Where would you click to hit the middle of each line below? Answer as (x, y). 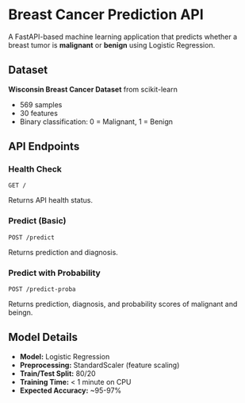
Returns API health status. (51, 200)
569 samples (41, 104)
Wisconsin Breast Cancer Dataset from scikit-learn (93, 89)
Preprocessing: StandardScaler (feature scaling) (100, 365)
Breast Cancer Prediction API (106, 15)
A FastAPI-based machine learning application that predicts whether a (123, 37)
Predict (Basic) (37, 221)
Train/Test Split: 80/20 (58, 373)
